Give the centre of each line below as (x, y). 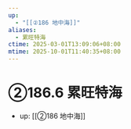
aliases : (22, 30)
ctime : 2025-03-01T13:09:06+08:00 (65, 45)
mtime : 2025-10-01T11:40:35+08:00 (65, 52)
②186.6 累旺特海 (65, 93)
